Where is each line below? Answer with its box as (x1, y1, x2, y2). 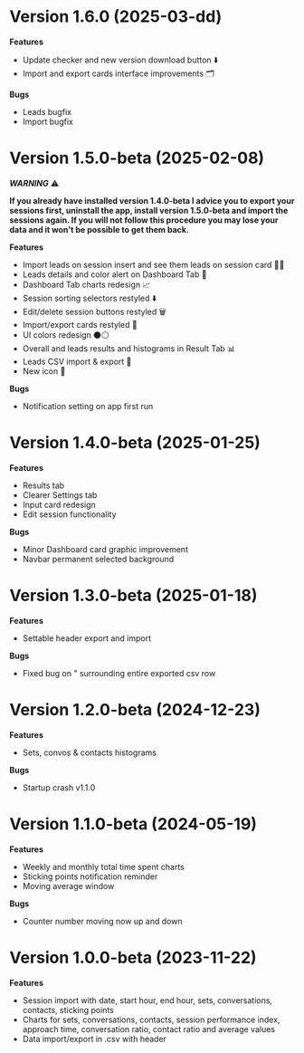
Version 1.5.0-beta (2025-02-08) (9, 148, 265, 168)
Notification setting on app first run (22, 400, 154, 411)
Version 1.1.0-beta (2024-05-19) (9, 813, 258, 834)
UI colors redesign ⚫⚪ (22, 329, 110, 340)
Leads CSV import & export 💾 (22, 356, 132, 367)
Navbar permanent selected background (22, 553, 175, 564)
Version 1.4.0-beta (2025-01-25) (9, 433, 261, 454)
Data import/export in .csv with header (22, 1033, 167, 1044)
